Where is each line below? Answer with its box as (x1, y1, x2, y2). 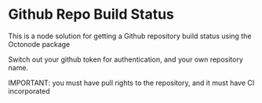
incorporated (8, 86, 50, 95)
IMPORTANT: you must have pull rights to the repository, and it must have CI (8, 78, 255, 87)
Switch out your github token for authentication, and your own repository (8, 55, 243, 64)
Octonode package (8, 39, 71, 48)
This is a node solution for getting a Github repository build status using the (8, 31, 252, 41)
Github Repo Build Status (8, 5, 175, 23)
